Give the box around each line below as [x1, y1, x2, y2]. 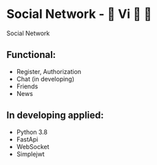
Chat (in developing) [16, 75, 75, 83]
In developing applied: [6, 110, 104, 122]
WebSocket [16, 142, 50, 151]
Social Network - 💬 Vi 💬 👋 [6, 6, 152, 22]
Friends [16, 82, 39, 90]
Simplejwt [16, 150, 45, 158]
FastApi [16, 135, 39, 144]
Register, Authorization [16, 67, 82, 75]
